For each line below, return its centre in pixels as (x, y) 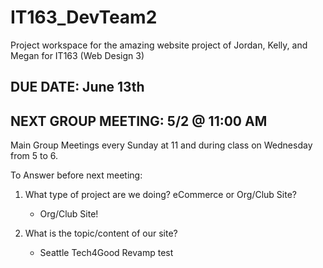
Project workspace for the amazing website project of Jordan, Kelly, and (159, 45)
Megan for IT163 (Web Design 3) (77, 55)
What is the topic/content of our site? (101, 233)
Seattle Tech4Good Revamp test (106, 253)
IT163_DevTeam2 (84, 17)
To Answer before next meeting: (76, 175)
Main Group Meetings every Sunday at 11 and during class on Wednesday (161, 145)
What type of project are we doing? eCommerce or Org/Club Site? (160, 195)
